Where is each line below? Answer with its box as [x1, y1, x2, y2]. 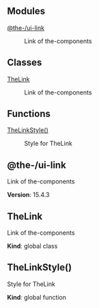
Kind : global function [7, 293, 67, 301]
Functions [7, 108, 51, 120]
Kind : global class [7, 242, 58, 251]
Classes [7, 57, 42, 68]
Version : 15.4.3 [7, 191, 50, 199]
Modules [7, 5, 46, 17]
